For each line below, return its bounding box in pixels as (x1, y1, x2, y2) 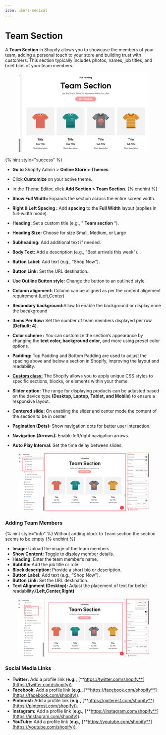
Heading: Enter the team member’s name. (12, 556, 98, 562)
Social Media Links (5, 665, 52, 672)
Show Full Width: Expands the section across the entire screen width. (12, 196, 156, 202)
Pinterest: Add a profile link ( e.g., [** (12, 697, 89, 703)
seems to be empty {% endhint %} (5, 536, 76, 542)
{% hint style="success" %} (5, 157, 63, 163)
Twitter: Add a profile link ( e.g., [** (12, 676, 85, 682)
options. (12, 343, 29, 349)
